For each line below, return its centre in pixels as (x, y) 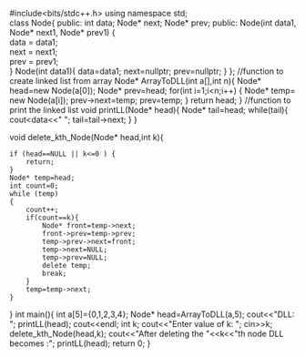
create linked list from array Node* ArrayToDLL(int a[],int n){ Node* (136, 81)
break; (55, 273)
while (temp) (34, 194)
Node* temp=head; (42, 178)
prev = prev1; (34, 61)
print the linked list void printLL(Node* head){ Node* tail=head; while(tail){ (149, 110)
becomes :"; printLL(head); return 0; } (80, 343)
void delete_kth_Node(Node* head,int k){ (86, 137)
